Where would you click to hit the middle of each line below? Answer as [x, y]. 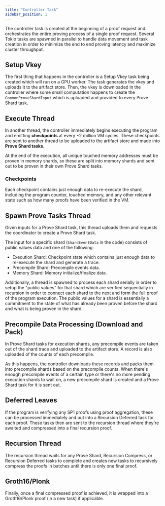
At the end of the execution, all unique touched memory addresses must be [82, 156]
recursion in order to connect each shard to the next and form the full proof [82, 293]
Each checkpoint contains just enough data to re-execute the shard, [74, 190]
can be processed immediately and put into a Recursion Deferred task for [80, 417]
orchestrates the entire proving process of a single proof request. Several [80, 34]
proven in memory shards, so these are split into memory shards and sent [80, 161]
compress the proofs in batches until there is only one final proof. [71, 466]
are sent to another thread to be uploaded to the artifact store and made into [82, 141]
